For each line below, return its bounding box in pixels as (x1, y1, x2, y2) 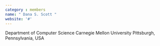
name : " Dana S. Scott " (5, 12, 57, 17)
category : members (5, 7, 46, 12)
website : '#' (5, 16, 32, 21)
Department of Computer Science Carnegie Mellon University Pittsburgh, (5, 30, 156, 36)
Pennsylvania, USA (5, 35, 44, 41)
